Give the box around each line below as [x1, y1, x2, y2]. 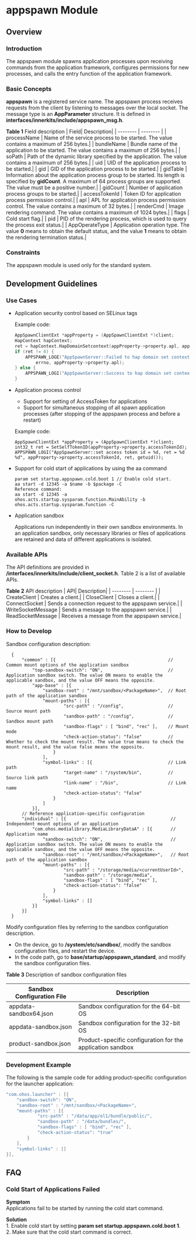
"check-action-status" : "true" [37, 1130, 114, 1136]
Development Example [6, 1061, 72, 1069]
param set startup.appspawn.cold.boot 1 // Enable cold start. [14, 476, 172, 482]
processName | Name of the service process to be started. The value [6, 134, 173, 141]
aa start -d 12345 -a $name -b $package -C [14, 481, 123, 487]
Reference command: [14, 487, 62, 493]
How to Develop [6, 627, 52, 636]
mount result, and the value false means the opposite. [6, 744, 145, 750]
